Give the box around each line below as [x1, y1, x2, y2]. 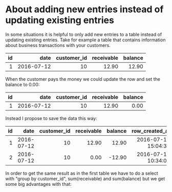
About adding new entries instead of [5, 4, 164, 15]
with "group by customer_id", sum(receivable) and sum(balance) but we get [5, 175, 165, 182]
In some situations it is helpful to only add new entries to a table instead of [5, 31, 162, 37]
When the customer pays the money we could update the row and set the [5, 76, 160, 82]
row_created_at [131, 127, 170, 134]
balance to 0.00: [5, 81, 40, 87]
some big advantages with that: [5, 181, 72, 187]
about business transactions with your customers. [5, 42, 111, 48]
